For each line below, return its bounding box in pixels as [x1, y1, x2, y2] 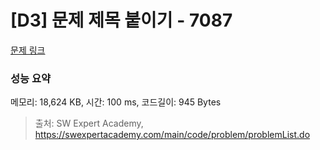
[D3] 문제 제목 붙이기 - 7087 [10, 9, 233, 32]
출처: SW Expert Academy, [34, 117, 144, 130]
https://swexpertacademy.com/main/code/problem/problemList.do [34, 129, 311, 141]
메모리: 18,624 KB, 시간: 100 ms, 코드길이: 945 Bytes [10, 96, 222, 108]
